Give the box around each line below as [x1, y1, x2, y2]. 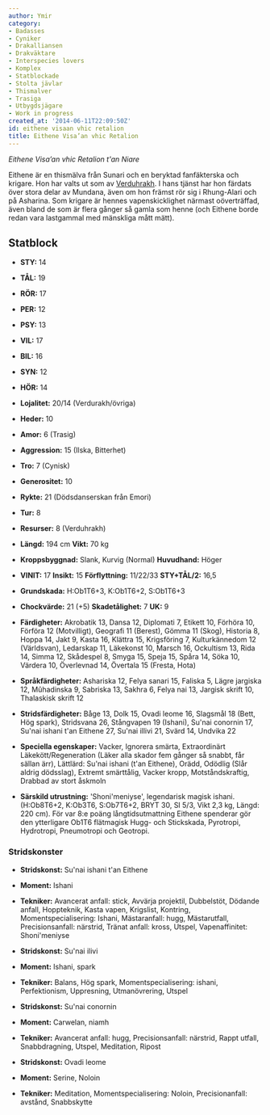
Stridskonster [8, 846, 64, 857]
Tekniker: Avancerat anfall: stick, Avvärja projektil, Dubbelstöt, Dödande [19, 896, 260, 906]
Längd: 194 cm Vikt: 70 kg [19, 539, 109, 549]
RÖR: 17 [19, 288, 47, 299]
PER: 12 [19, 305, 46, 314]
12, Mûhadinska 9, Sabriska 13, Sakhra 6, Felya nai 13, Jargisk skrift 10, [19, 684, 255, 695]
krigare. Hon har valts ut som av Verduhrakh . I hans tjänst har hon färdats [8, 179, 252, 188]
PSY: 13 [19, 320, 47, 330]
